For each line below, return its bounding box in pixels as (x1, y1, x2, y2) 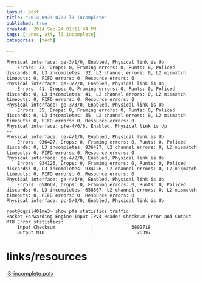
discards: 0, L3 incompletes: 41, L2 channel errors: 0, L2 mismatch (6, 91, 187, 97)
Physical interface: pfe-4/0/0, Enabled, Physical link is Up (6, 123, 167, 129)
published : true (6, 20, 47, 26)
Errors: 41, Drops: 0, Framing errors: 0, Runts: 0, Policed (17, 86, 175, 92)
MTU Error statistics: (6, 219, 64, 225)
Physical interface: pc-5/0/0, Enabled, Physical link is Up (6, 198, 165, 204)
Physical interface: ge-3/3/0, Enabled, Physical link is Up (6, 102, 165, 108)
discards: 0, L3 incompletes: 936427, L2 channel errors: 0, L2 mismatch (6, 144, 198, 150)
